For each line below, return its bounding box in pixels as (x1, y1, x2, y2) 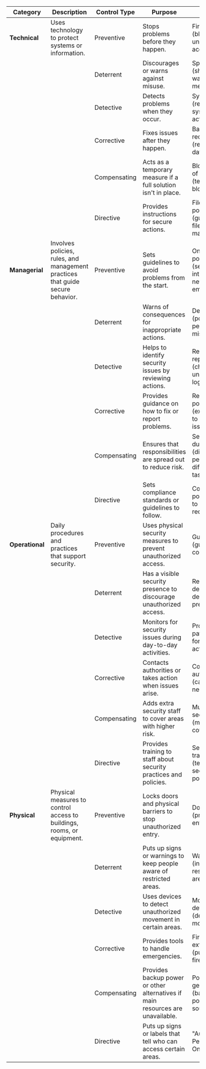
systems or (50, 41, 83, 50)
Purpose (151, 8, 177, 16)
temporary (142, 166, 173, 174)
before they (142, 37, 176, 45)
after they (142, 136, 170, 145)
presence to (142, 585, 177, 593)
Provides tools (142, 937, 184, 945)
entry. (142, 830, 159, 838)
